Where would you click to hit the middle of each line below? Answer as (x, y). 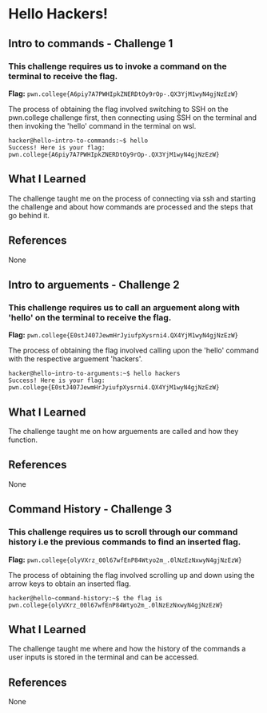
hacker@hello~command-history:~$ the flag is (85, 598)
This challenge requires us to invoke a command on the (118, 66)
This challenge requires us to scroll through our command (123, 532)
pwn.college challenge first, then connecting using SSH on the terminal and (133, 118)
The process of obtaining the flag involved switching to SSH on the (119, 109)
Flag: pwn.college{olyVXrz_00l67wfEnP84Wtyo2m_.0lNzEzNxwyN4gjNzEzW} (125, 560)
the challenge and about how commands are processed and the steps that (131, 207)
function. (23, 440)
